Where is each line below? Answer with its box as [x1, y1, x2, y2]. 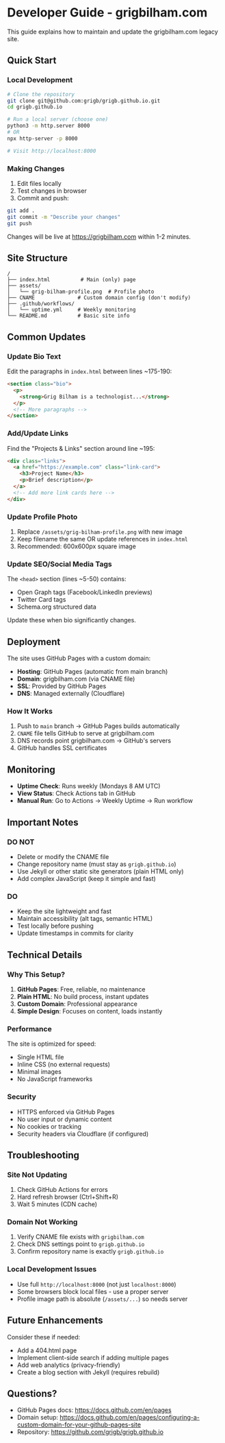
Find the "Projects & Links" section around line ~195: [7, 444, 155, 452]
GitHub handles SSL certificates [16, 744, 107, 752]
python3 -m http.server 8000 [7, 122, 90, 130]
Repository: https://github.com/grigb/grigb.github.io [16, 1428, 164, 1436]
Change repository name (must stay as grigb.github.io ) [16, 860, 176, 868]
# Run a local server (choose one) [7, 116, 109, 123]
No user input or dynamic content [16, 1115, 112, 1123]
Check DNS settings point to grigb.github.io [16, 1240, 145, 1248]
